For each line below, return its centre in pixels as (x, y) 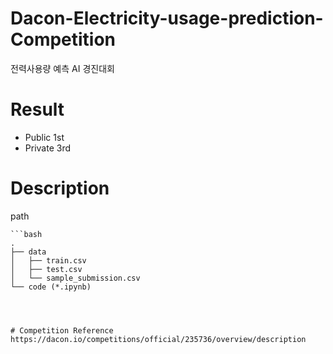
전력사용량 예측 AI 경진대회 (62, 68)
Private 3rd (47, 148)
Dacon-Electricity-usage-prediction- (167, 18)
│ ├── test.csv (46, 269)
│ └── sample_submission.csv (75, 278)
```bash (26, 234)
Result (37, 109)
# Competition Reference (62, 330)
